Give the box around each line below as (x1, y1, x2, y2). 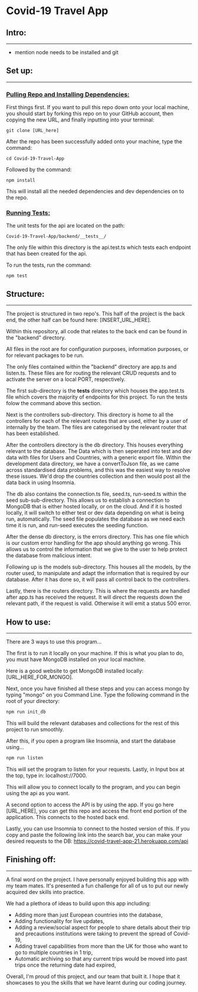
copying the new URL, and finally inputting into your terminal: (6, 116, 154, 123)
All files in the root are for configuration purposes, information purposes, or (6, 346, 189, 353)
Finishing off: (6, 855, 56, 865)
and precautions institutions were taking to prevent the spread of (14, 930, 173, 937)
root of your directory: (6, 698, 60, 705)
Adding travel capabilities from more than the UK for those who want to (14, 942, 188, 950)
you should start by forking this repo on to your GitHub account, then (6, 110, 174, 117)
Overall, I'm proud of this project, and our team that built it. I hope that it (6, 973, 180, 980)
